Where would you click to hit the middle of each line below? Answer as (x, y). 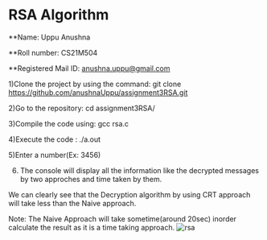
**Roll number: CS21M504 (53, 52)
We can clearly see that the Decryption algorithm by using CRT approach (129, 194)
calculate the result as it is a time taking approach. (92, 227)
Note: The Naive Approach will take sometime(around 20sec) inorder (123, 218)
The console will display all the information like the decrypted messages (140, 170)
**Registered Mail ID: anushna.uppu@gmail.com (89, 68)
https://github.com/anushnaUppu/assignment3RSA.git (98, 92)
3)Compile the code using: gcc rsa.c (69, 123)
